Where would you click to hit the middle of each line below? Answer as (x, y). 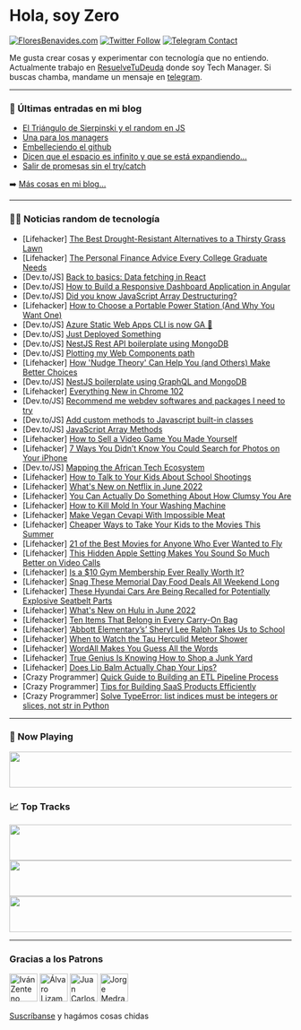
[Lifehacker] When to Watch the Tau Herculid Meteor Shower (135, 638)
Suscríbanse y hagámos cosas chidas (79, 1016)
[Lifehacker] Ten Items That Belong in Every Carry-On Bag (130, 619)
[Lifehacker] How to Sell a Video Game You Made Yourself (130, 438)
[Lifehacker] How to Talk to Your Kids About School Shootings (137, 477)
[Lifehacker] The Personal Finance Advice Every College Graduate (145, 257)
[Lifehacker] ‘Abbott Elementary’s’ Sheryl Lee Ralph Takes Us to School (153, 629)
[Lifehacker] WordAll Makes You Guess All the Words (120, 648)
